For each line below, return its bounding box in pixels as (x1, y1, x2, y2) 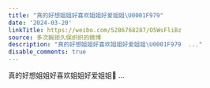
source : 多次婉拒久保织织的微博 (8, 33, 102, 42)
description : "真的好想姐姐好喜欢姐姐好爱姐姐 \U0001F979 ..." (8, 41, 203, 49)
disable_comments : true (8, 48, 87, 56)
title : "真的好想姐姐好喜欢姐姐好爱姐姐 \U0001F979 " (8, 11, 164, 20)
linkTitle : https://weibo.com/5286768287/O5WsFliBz (8, 26, 182, 34)
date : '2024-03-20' (8, 19, 73, 27)
